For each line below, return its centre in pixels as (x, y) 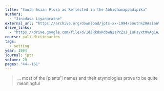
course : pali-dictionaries (32, 37)
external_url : (20, 23)
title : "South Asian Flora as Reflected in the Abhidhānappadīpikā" (76, 10)
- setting (19, 46)
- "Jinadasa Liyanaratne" (36, 19)
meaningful (28, 83)
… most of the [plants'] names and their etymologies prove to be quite (87, 78)
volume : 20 (16, 60)
